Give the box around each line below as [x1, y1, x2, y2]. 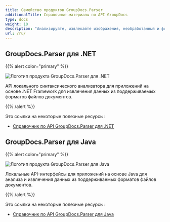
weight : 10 [5, 21, 28, 27]
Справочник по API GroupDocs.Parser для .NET [12, 123, 114, 129]
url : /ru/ [5, 31, 26, 36]
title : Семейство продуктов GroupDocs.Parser [5, 7, 103, 13]
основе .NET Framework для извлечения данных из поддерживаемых [5, 88, 156, 94]
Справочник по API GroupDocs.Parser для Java [12, 211, 114, 217]
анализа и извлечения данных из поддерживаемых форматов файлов [5, 176, 157, 182]
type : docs [5, 17, 28, 22]
